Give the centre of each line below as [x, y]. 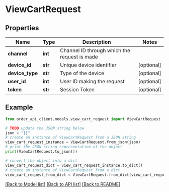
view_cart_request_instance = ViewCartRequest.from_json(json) [73, 142]
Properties [22, 28]
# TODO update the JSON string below [45, 128]
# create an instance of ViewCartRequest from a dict [63, 170]
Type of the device [82, 73]
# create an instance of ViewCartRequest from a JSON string [71, 138]
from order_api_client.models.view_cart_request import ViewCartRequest [83, 119]
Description [97, 42]
